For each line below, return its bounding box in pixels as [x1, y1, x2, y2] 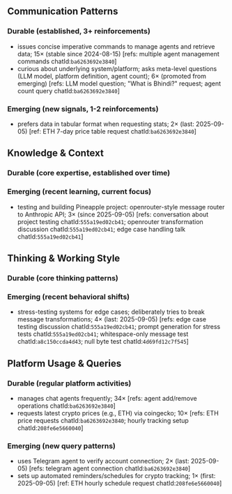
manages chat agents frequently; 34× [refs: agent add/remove [17, 394, 197, 402]
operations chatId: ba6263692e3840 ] [17, 401, 116, 410]
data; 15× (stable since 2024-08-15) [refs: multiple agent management [17, 49, 219, 58]
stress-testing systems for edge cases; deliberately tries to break [17, 308, 206, 316]
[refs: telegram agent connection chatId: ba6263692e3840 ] [29, 464, 191, 472]
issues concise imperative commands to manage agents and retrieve [17, 42, 215, 51]
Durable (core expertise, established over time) [7, 168, 171, 178]
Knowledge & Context [7, 148, 105, 159]
